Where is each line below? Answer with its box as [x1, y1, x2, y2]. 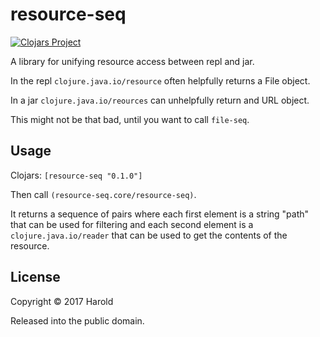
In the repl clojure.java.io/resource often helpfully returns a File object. [10, 74, 311, 87]
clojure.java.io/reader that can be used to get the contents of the [10, 229, 288, 241]
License [10, 269, 61, 286]
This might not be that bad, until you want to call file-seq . [10, 113, 250, 125]
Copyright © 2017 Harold [10, 295, 114, 307]
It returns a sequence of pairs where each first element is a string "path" [10, 208, 310, 220]
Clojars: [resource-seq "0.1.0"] [10, 169, 143, 181]
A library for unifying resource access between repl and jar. [10, 55, 255, 67]
